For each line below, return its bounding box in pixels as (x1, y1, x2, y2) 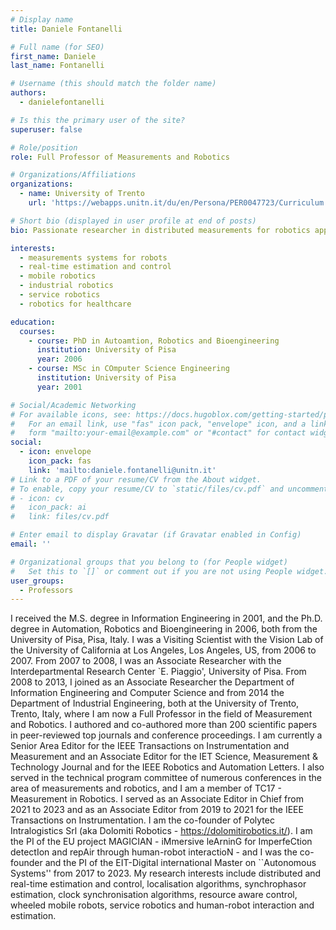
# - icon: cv (10, 493, 65, 503)
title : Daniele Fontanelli (10, 24, 123, 34)
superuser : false (10, 124, 83, 135)
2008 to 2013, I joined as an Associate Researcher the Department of (10, 676, 295, 688)
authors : (10, 88, 47, 98)
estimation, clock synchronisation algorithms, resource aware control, (10, 889, 298, 901)
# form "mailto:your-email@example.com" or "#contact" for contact (10, 428, 307, 438)
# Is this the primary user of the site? (10, 115, 186, 125)
